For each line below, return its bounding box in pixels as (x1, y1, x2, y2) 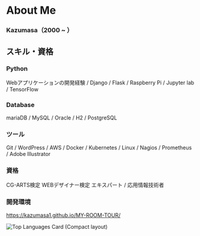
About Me (6, 4, 56, 17)
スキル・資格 (6, 46, 54, 57)
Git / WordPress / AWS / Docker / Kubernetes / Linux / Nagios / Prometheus (6, 144, 192, 151)
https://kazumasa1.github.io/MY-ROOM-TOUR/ (6, 212, 121, 219)
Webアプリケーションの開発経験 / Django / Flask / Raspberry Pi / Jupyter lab (6, 79, 195, 86)
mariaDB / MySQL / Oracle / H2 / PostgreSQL (6, 114, 118, 121)
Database (6, 100, 35, 109)
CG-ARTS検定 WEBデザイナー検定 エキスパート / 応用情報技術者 (6, 181, 164, 188)
